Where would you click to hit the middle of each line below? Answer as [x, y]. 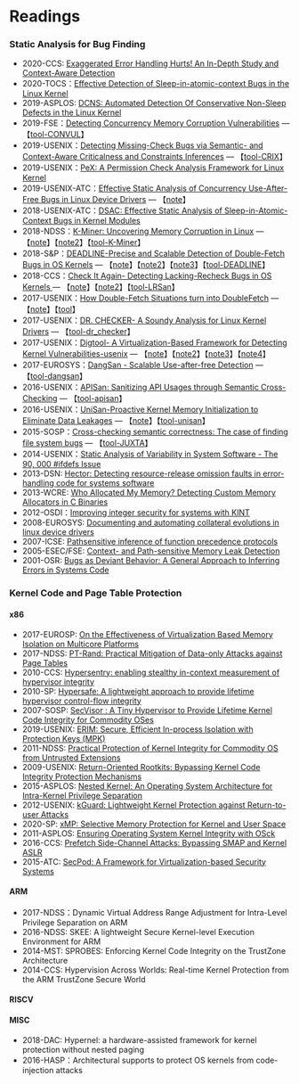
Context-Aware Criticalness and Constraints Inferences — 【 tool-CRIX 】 [154, 157]
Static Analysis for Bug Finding [77, 45]
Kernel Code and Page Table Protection [96, 593]
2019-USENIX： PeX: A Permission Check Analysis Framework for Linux [153, 168]
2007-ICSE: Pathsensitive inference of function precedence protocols [150, 542]
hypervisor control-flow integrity [82, 701]
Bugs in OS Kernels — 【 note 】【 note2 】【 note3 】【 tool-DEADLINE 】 [145, 265]
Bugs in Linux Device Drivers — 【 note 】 [116, 200]
